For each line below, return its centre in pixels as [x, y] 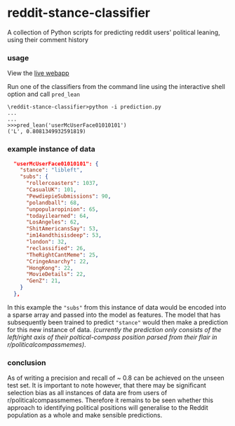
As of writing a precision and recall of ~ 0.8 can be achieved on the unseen [116, 378]
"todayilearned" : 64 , [58, 216]
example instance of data [52, 149]
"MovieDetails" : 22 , [56, 275]
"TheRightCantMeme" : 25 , [62, 255]
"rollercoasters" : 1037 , [62, 184]
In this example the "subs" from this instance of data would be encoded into [117, 307]
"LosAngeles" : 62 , [53, 222]
